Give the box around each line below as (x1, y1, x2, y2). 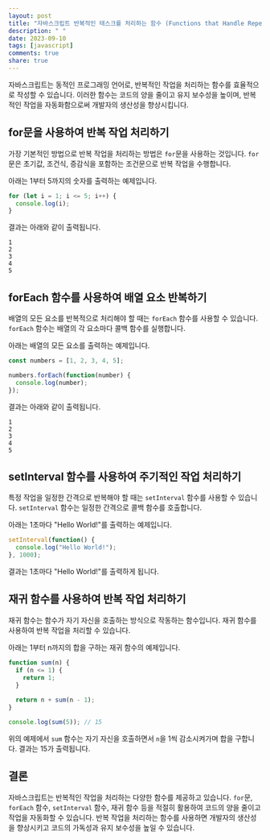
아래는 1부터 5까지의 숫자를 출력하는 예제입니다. (8, 176, 157, 185)
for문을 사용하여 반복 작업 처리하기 (8, 126, 170, 139)
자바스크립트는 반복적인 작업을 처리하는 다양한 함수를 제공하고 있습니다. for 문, (8, 792, 253, 802)
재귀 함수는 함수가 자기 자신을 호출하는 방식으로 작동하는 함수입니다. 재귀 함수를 (8, 615, 257, 625)
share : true (8, 57, 48, 65)
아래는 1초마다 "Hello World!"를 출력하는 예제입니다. (8, 520, 173, 530)
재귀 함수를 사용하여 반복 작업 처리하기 (8, 593, 186, 606)
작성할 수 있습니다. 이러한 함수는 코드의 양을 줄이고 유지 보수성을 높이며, (16, 89, 242, 99)
